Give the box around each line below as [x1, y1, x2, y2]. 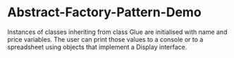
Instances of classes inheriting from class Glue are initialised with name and [7, 28, 228, 36]
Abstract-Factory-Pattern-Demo [7, 4, 202, 21]
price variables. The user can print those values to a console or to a [7, 35, 204, 43]
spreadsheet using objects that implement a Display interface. [7, 42, 187, 51]
